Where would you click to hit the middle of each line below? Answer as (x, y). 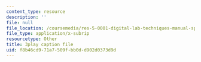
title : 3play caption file (40, 45)
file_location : (25, 28)
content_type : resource (36, 12)
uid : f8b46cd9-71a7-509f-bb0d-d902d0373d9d (61, 50)
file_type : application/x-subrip (48, 34)
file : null (20, 22)
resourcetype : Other (32, 39)
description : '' (26, 17)
